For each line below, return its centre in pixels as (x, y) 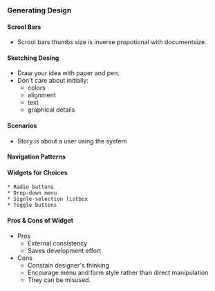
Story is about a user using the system (72, 141)
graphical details (51, 110)
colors (37, 88)
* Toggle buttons (32, 205)
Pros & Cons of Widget (40, 220)
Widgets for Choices (37, 172)
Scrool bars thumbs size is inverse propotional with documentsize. (112, 42)
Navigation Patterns (36, 157)
